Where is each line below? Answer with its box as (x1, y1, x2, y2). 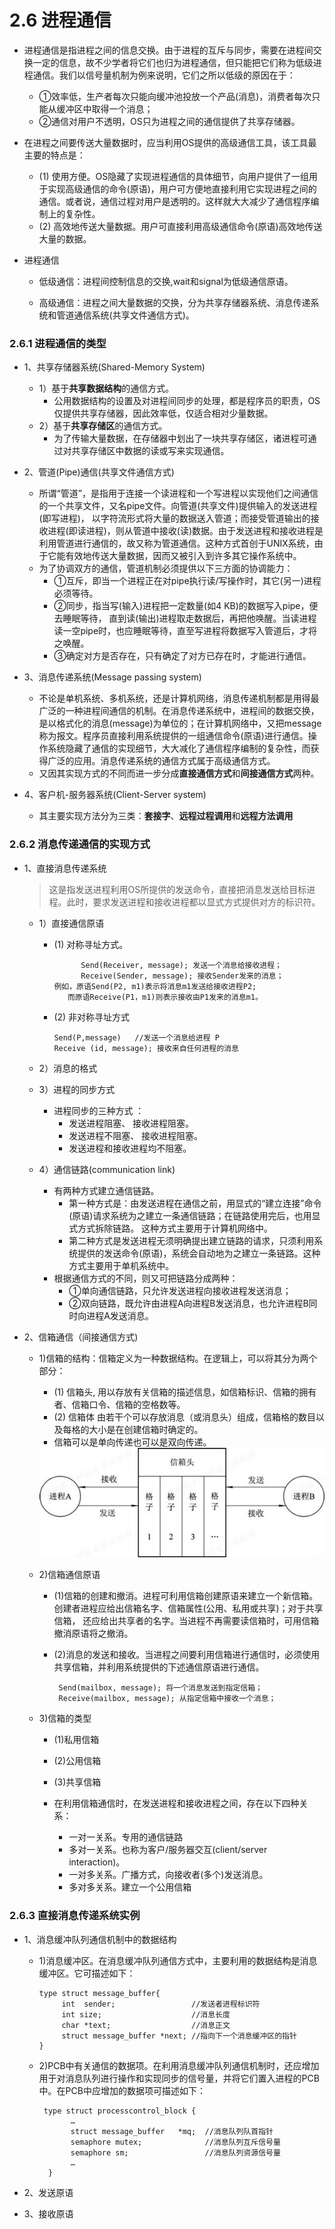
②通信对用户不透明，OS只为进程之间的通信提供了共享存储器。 (38, 115, 301, 127)
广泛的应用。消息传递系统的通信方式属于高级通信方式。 (47, 755, 276, 767)
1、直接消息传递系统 (23, 862, 107, 874)
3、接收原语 (23, 2207, 74, 2220)
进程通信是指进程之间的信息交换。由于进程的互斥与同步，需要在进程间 (23, 44, 314, 56)
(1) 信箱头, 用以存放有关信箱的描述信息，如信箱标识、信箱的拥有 (53, 1386, 317, 1398)
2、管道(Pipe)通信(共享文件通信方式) (23, 466, 175, 478)
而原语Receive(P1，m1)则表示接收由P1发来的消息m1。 (67, 992, 263, 1002)
